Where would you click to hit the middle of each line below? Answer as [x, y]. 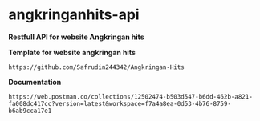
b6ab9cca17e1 [30, 111]
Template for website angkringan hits [72, 52]
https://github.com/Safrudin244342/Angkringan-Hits [96, 67]
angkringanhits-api [74, 15]
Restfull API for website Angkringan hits [76, 37]
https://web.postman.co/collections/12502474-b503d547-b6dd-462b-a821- [130, 97]
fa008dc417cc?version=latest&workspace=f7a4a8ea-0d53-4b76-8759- [120, 103]
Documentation [35, 82]
